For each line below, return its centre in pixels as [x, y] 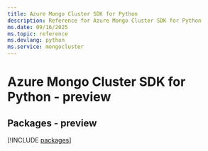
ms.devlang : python [36, 40]
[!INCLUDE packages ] [39, 140]
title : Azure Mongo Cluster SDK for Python [73, 14]
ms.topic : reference [38, 34]
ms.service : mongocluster [45, 47]
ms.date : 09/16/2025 [38, 27]
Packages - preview [52, 123]
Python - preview [59, 97]
